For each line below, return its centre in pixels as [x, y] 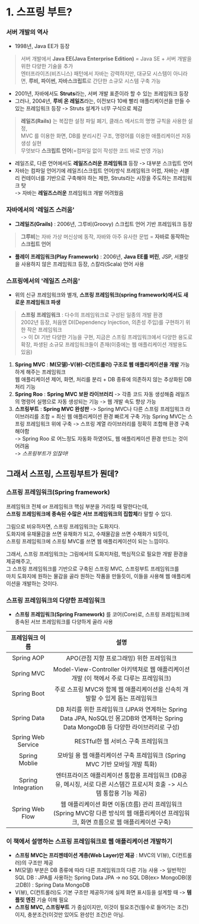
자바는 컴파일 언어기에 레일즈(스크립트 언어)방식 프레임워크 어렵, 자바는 [97, 171]
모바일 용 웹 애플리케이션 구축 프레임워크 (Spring [121, 756]
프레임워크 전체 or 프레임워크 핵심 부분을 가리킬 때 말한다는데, [78, 506]
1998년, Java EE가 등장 [42, 46]
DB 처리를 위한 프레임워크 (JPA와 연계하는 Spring [122, 709]
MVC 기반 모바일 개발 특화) [121, 764]
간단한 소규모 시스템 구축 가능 [127, 81]
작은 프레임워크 [44, 330]
